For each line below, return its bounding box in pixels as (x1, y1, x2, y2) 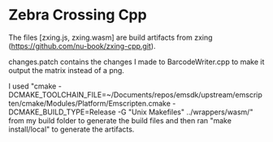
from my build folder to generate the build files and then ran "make (8, 115, 232, 125)
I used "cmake (8, 81, 57, 91)
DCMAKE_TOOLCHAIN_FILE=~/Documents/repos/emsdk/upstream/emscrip (8, 89, 262, 99)
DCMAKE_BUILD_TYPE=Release (8, 107, 116, 117)
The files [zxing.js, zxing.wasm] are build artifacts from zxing (8, 32, 213, 42)
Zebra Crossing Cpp (8, 6, 148, 24)
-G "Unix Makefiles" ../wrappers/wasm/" (117, 107, 253, 117)
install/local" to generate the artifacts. (8, 124, 135, 134)
